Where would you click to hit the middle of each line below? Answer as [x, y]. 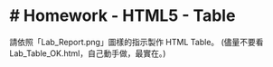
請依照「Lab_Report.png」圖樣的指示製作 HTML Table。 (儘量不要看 [136, 42]
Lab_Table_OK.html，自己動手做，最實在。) [88, 53]
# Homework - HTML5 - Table [122, 16]
